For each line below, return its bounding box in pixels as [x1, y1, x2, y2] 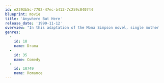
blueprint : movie [5, 12, 41, 17]
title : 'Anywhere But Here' [5, 16, 63, 21]
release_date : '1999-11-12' [5, 21, 63, 26]
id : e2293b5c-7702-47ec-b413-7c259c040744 [5, 7, 93, 12]
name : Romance [14, 71, 43, 76]
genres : [5, 30, 21, 35]
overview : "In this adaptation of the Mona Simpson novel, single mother [5, 25, 160, 30]
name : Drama [14, 43, 38, 48]
